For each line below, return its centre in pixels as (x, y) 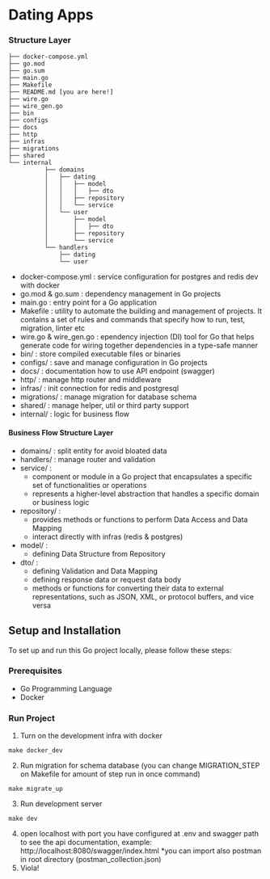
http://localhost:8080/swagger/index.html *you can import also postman (141, 851)
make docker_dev (36, 751)
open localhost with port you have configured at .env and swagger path (139, 834)
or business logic (61, 502)
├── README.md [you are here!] (61, 92)
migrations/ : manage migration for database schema (108, 397)
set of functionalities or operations (89, 485)
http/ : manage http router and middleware (91, 380)
